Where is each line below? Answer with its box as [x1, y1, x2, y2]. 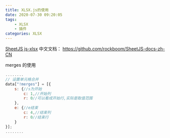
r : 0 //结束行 [23, 115, 49, 120]
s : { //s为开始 [14, 86, 42, 92]
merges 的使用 [5, 62, 36, 68]
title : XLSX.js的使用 [5, 7, 49, 13]
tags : [5, 17, 17, 22]
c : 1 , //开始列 [23, 91, 51, 96]
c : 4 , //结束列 [23, 110, 51, 115]
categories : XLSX [5, 31, 42, 36]
